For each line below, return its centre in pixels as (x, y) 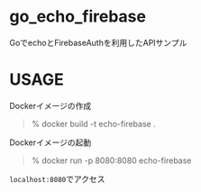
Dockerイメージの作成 (50, 105)
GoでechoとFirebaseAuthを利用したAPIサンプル (98, 42)
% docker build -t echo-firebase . (93, 123)
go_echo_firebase (78, 17)
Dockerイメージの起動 (50, 142)
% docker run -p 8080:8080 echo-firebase (111, 160)
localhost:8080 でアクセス (57, 178)
